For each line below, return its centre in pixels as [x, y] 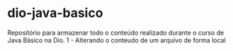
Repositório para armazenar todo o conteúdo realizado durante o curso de [116, 33]
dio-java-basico [55, 13]
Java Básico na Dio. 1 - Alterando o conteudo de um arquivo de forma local [117, 40]
